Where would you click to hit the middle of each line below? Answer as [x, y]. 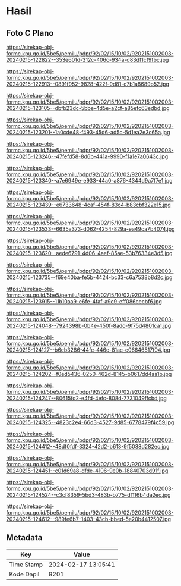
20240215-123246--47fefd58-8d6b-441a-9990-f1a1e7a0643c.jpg [87, 156]
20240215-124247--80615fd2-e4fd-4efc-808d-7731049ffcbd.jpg [87, 398]
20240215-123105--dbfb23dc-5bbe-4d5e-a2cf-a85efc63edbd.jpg [88, 108]
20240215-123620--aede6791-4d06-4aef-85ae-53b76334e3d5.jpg [89, 253]
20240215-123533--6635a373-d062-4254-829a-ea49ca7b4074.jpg [90, 229]
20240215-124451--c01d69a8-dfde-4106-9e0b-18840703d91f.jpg [87, 471]
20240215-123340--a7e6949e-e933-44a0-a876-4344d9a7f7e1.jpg [90, 181]
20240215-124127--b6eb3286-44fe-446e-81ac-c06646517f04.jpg [88, 350]
